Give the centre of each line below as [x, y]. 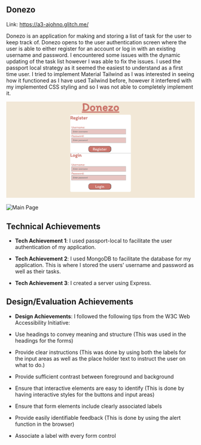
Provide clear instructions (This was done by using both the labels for [100, 352]
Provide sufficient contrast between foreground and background [94, 376]
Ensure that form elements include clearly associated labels [89, 406]
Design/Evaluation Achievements [70, 302]
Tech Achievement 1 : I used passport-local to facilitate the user [93, 241]
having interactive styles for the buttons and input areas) [85, 394]
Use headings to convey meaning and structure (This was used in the [100, 334]
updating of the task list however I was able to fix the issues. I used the [94, 61]
